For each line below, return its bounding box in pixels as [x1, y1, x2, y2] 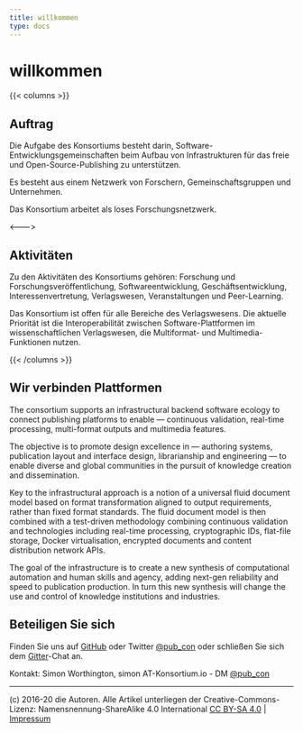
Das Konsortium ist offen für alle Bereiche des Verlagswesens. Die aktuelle [9, 308, 287, 319]
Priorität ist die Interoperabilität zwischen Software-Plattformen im [9, 317, 255, 329]
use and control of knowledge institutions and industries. [9, 591, 221, 601]
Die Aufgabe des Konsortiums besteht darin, [9, 141, 174, 151]
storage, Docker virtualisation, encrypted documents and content [9, 535, 252, 545]
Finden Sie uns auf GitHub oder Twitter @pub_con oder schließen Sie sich [9, 641, 285, 652]
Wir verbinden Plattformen [9, 380, 162, 396]
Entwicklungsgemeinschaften [9, 150, 119, 160]
